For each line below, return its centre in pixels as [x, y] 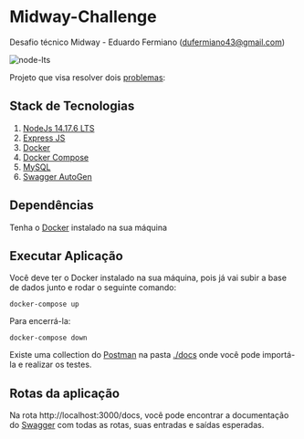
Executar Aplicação [66, 256]
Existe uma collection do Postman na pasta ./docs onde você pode [135, 355]
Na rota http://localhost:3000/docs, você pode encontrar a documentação [149, 415]
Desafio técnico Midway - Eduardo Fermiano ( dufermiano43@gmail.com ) [147, 42]
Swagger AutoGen [58, 176]
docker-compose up [44, 304]
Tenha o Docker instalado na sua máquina [88, 227]
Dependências [52, 206]
